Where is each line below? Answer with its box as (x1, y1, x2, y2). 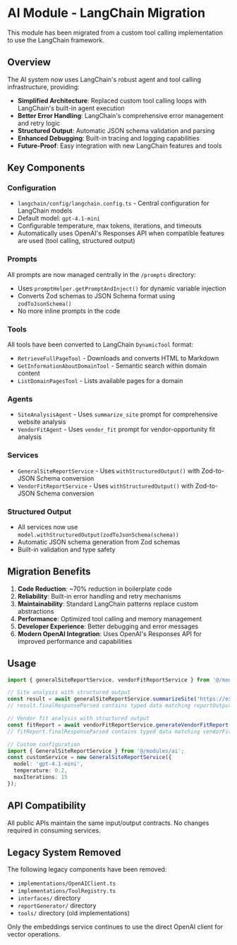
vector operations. (7, 930, 61, 939)
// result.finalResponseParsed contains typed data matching (7, 702, 191, 710)
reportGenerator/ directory (17, 901, 97, 910)
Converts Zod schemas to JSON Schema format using (17, 291, 176, 300)
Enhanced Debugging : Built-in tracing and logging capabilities (17, 134, 200, 142)
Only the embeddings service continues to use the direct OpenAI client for (7, 922, 224, 931)
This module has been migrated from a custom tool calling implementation (7, 28, 224, 37)
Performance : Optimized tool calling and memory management (17, 614, 202, 623)
